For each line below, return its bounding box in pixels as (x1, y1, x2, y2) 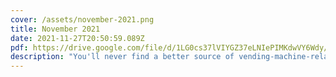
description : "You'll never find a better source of (10, 52, 235, 62)
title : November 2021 (10, 24, 101, 34)
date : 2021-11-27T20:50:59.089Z (10, 33, 145, 43)
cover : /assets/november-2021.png (10, 14, 155, 25)
